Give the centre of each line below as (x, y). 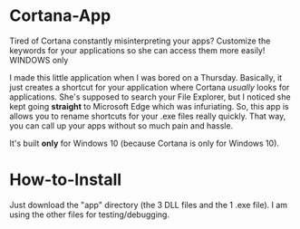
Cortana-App (60, 16)
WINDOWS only (39, 60)
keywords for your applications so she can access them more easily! (137, 50)
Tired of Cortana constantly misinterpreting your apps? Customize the (140, 41)
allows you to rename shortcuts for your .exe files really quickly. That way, (148, 116)
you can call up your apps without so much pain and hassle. (121, 125)
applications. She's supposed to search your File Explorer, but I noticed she (150, 97)
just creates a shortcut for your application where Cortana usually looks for (150, 87)
